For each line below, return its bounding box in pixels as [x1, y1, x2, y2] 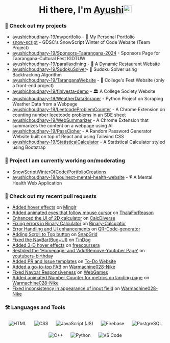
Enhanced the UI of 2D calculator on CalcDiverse [12, 215, 115, 221]
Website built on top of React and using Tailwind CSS [12, 134, 125, 140]
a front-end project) [12, 83, 54, 89]
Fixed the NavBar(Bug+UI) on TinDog [12, 236, 91, 243]
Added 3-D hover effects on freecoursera [12, 242, 100, 248]
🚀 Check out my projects [5, 22, 67, 30]
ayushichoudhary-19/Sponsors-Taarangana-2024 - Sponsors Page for [12, 50, 160, 56]
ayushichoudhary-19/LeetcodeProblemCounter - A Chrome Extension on [12, 107, 165, 113]
